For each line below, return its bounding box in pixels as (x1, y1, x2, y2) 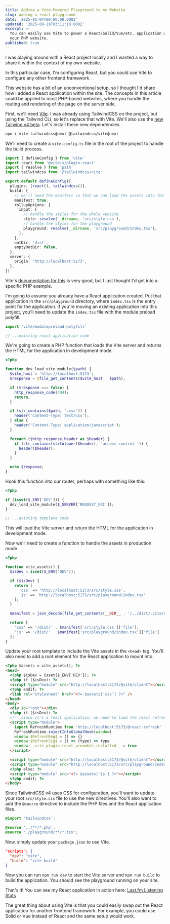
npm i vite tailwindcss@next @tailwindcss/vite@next (5, 131, 119, 136)
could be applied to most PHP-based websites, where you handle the (5, 95, 150, 101)
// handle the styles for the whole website (23, 212, 119, 217)
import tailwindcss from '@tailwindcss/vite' (5, 170, 103, 175)
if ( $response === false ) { (10, 385, 69, 390)
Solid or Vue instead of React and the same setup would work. (5, 913, 136, 919)
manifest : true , (14, 198, 49, 203)
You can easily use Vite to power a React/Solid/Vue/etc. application (10, 31, 162, 36)
